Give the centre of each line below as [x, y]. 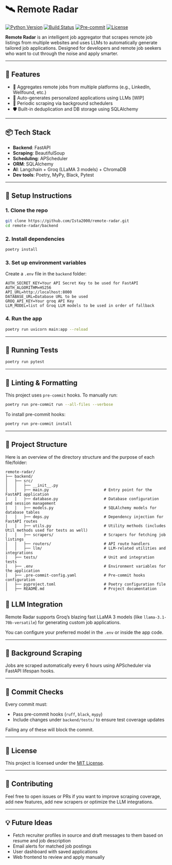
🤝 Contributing [29, 784]
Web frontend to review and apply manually [59, 857]
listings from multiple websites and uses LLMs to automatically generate [81, 42]
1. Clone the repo [27, 210]
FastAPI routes [21, 521]
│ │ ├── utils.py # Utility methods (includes [86, 526]
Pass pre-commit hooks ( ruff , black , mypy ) [58, 714]
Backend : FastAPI [32, 147]
